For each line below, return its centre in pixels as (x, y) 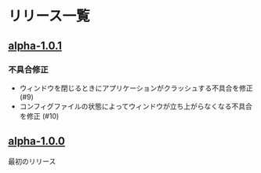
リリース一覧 (49, 16)
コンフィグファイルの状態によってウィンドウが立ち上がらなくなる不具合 (136, 106)
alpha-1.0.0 (36, 141)
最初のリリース (32, 161)
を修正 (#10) (39, 116)
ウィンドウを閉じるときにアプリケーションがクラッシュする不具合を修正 (136, 88)
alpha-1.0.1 (35, 45)
